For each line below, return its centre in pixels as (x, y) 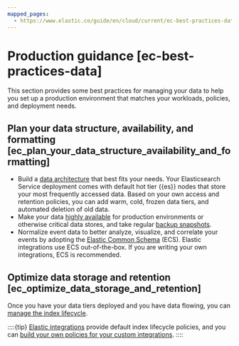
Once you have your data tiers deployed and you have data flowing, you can (119, 306)
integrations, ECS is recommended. (69, 255)
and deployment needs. (42, 106)
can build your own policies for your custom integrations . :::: (95, 335)
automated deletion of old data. (64, 209)
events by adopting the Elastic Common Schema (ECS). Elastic (109, 240)
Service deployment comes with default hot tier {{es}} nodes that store (122, 187)
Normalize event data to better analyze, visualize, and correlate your (118, 232)
